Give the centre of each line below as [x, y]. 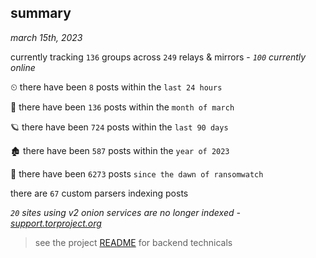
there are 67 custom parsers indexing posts [99, 193]
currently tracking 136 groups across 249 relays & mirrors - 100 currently [158, 57]
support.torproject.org [56, 223]
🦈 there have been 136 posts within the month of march [122, 107]
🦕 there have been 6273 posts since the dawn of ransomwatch [137, 173]
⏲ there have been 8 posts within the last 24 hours [116, 87]
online [23, 67]
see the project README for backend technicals [133, 242]
